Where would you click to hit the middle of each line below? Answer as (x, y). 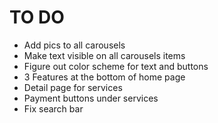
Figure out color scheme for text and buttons (116, 66)
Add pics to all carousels (74, 45)
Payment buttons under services (91, 98)
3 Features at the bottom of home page (104, 77)
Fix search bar (53, 108)
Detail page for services (73, 87)
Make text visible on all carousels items (104, 55)
